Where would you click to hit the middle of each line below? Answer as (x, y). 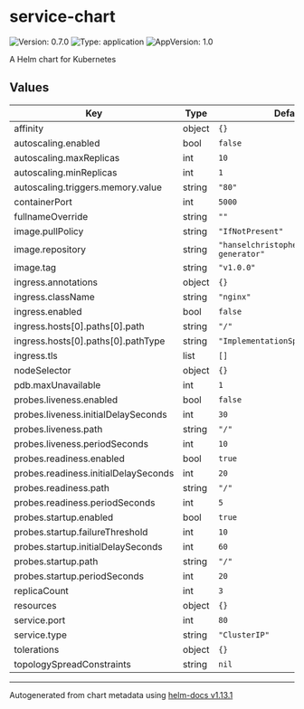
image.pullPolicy (49, 231)
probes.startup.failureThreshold (81, 532)
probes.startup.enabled (64, 517)
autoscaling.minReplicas (66, 172)
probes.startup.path (56, 561)
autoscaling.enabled (57, 143)
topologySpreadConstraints (72, 664)
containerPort (43, 202)
